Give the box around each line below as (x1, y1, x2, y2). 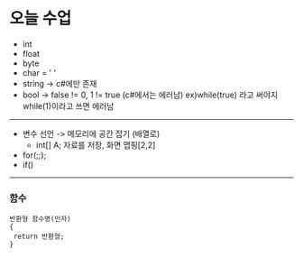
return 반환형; (13, 232, 65, 242)
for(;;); (22, 150, 47, 161)
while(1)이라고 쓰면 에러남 (22, 100, 115, 111)
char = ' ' (22, 67, 57, 78)
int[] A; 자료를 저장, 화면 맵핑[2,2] (35, 139, 156, 150)
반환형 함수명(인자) (9, 215, 71, 224)
